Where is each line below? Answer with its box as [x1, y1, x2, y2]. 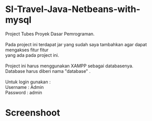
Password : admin [5, 89, 43, 95]
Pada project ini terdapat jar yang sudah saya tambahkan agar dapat [5, 41, 147, 47]
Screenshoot [5, 107, 60, 118]
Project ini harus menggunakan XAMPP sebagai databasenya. [5, 63, 133, 69]
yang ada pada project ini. [5, 52, 59, 58]
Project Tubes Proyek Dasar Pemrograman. [5, 31, 95, 37]
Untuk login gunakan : [5, 79, 51, 85]
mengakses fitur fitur [5, 47, 49, 53]
